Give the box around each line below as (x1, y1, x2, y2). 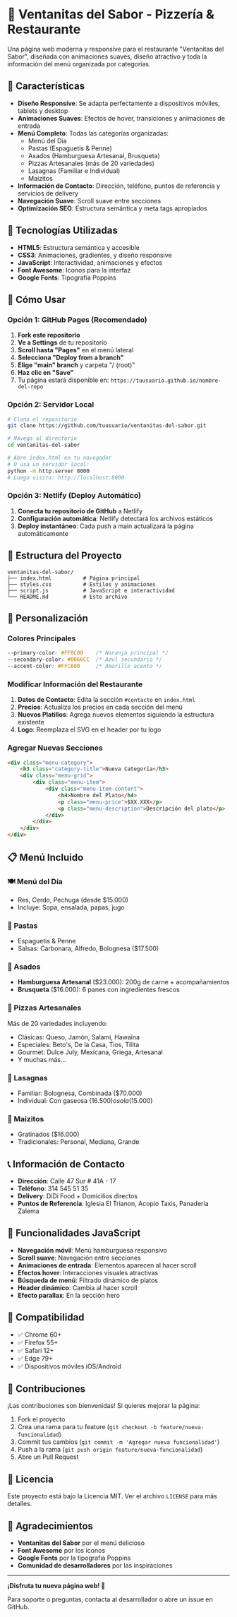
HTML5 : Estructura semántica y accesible (17, 243, 140, 251)
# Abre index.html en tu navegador (7, 455, 112, 462)
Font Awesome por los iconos (17, 1546, 106, 1555)
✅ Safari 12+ (17, 1346, 54, 1354)
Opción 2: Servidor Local (7, 400, 95, 410)
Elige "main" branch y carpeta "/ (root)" (17, 361, 135, 369)
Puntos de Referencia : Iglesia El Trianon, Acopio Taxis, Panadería (17, 1200, 209, 1208)
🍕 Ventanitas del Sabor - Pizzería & (7, 6, 215, 23)
